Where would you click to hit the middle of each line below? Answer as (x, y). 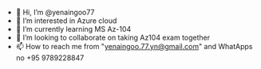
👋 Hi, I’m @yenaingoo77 (55, 12)
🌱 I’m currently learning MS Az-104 (73, 29)
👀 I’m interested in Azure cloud (66, 21)
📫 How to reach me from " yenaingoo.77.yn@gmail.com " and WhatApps (134, 46)
